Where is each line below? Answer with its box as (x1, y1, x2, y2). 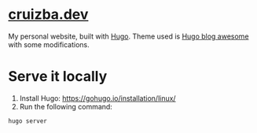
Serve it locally (8, 68, 108, 86)
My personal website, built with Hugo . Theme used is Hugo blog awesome (8, 31, 249, 41)
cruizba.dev (8, 6, 89, 24)
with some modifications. (8, 39, 90, 49)
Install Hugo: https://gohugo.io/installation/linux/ (19, 93, 176, 103)
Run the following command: (19, 102, 112, 111)
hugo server (8, 116, 47, 125)
